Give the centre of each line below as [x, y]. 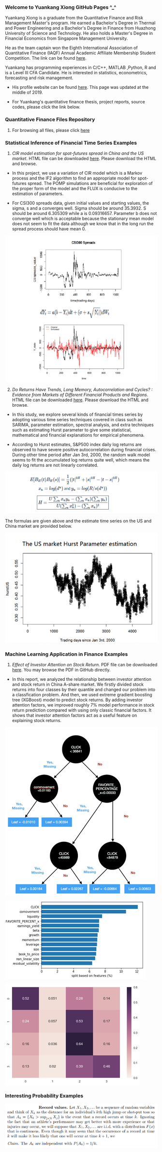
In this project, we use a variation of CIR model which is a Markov [77, 173]
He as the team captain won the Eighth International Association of [71, 48]
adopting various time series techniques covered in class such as [77, 420]
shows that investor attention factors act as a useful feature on [74, 715]
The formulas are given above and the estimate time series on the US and [78, 521]
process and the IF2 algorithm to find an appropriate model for [74, 178]
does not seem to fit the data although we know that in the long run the [83, 223]
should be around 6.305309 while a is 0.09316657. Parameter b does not [84, 213]
